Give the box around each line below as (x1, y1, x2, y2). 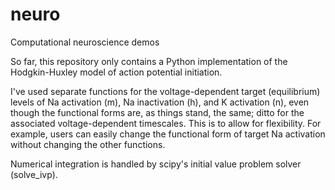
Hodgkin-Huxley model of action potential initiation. (10, 66, 223, 78)
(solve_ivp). (10, 168, 58, 180)
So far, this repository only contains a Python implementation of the (10, 55, 288, 67)
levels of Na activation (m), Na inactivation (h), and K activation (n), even (10, 96, 310, 108)
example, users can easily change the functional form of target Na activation (10, 128, 326, 140)
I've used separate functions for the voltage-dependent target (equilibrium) (10, 85, 321, 97)
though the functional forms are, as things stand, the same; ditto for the (10, 106, 305, 118)
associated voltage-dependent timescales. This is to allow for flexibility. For (10, 117, 322, 129)
